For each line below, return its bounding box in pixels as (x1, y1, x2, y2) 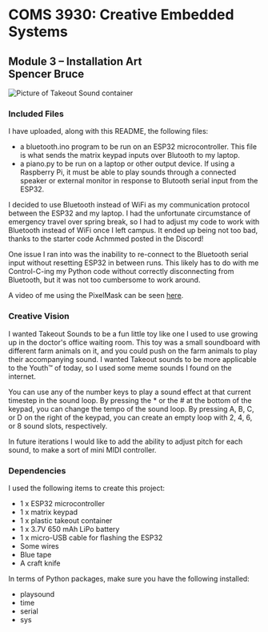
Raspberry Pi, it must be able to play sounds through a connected (19, 167, 237, 177)
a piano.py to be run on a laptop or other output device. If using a (19, 159, 235, 169)
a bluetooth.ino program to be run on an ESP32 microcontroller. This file (19, 142, 258, 151)
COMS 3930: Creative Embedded (8, 6, 234, 24)
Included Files (8, 108, 64, 119)
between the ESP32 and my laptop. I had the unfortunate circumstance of (8, 208, 251, 218)
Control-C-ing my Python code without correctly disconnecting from (8, 267, 234, 276)
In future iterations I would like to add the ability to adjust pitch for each (8, 437, 243, 446)
